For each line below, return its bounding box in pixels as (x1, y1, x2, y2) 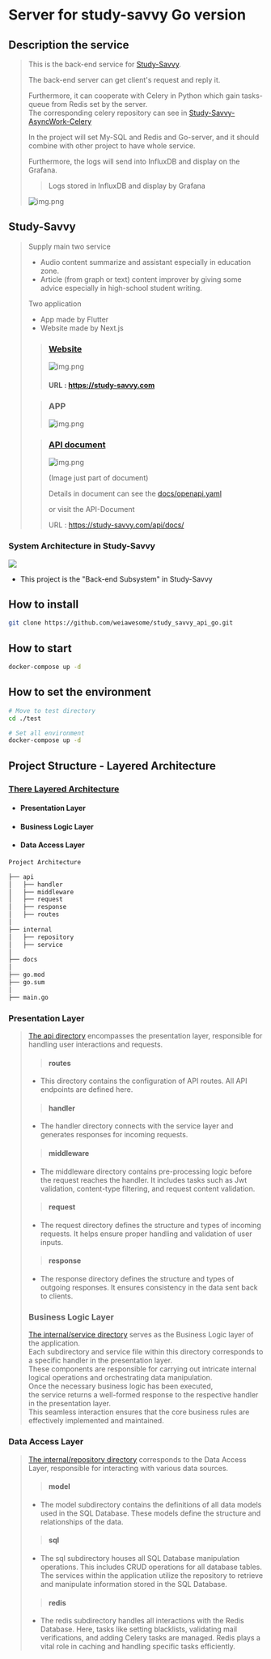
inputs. (40, 1237, 63, 1247)
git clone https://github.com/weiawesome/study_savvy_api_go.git (8, 619, 233, 627)
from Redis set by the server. (51, 100, 148, 109)
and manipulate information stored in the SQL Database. (40, 1580, 228, 1589)
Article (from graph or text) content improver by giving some (40, 274, 242, 284)
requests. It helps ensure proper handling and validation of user (40, 1229, 252, 1239)
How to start (8, 642, 72, 655)
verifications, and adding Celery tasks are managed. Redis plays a (40, 1633, 261, 1643)
